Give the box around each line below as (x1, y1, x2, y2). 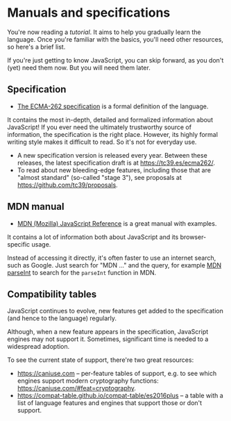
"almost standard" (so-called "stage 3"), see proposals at (17, 173, 182, 181)
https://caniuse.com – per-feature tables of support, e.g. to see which (17, 370, 217, 378)
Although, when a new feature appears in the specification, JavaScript (7, 328, 209, 336)
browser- (180, 233, 207, 241)
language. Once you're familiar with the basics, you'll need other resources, (7, 35, 224, 43)
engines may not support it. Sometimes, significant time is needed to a (7, 335, 209, 343)
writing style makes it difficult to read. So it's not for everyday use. (7, 138, 197, 146)
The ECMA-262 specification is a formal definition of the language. (17, 102, 209, 110)
